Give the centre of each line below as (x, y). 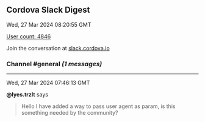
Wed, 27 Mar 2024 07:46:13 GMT (48, 83)
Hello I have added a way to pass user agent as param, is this (98, 106)
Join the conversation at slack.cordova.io (58, 48)
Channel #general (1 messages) (54, 64)
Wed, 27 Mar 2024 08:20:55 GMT (49, 24)
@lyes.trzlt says (27, 95)
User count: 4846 (29, 36)
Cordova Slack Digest (48, 10)
